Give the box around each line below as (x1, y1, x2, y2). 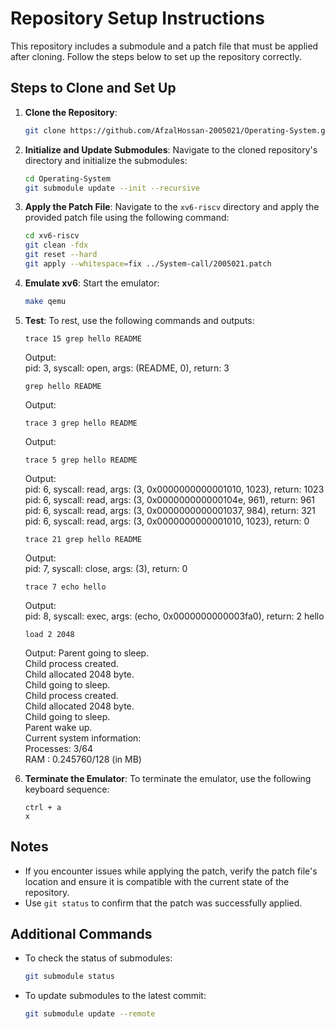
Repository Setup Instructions (10, 7, 265, 30)
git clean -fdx (24, 240, 89, 251)
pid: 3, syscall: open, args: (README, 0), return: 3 (24, 362, 230, 374)
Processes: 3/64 (24, 742, 94, 754)
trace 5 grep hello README (24, 455, 138, 465)
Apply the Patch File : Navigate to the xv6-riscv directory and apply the (24, 201, 320, 213)
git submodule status (24, 972, 115, 982)
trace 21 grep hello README (24, 534, 142, 544)
